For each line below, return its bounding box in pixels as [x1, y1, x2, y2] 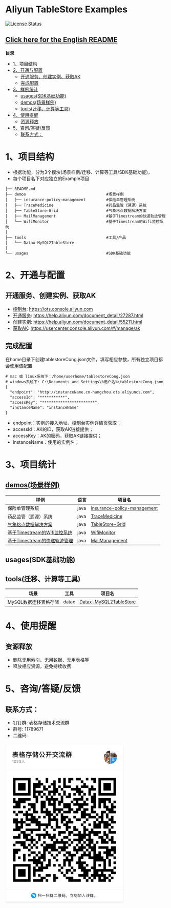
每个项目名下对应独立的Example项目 [12, 175, 90, 182]
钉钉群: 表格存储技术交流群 [12, 720, 70, 726]
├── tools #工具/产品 [5, 235, 126, 240]
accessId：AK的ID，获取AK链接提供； [12, 426, 94, 432]
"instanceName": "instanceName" [10, 405, 79, 410]
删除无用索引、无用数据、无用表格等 [12, 657, 90, 663]
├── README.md [5, 186, 36, 191]
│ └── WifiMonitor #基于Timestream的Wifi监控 [5, 219, 160, 224]
